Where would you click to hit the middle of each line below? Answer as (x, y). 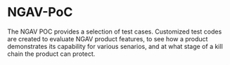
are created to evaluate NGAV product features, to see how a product (108, 38)
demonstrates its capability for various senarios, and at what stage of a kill (115, 46)
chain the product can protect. (51, 54)
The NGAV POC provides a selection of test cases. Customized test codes (115, 31)
